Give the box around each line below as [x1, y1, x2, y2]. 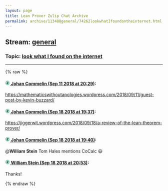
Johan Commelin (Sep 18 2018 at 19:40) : [10, 137, 96, 143]
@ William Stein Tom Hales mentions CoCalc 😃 [5, 148, 103, 154]
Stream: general [5, 37, 56, 46]
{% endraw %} [5, 180, 36, 186]
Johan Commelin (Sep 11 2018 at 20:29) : [10, 80, 96, 86]
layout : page [5, 8, 32, 13]
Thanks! [5, 170, 22, 177]
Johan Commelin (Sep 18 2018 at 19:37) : [10, 108, 96, 114]
